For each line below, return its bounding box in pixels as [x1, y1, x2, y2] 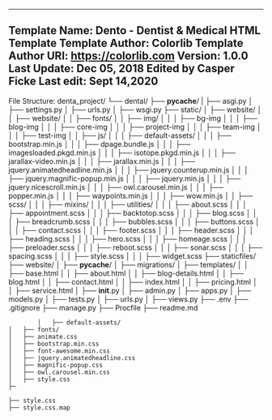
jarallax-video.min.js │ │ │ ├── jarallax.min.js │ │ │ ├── [8, 156, 196, 166]
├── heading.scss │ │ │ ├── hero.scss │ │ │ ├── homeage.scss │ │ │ [8, 234, 247, 243]
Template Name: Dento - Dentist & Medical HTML [8, 24, 261, 37]
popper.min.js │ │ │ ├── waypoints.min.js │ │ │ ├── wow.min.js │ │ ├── [8, 191, 253, 200]
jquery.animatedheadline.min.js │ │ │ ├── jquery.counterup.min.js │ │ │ [8, 165, 249, 174]
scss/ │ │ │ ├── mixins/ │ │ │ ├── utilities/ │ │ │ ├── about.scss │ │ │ [8, 199, 248, 209]
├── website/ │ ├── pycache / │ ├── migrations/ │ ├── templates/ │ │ [8, 259, 249, 269]
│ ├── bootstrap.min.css [8, 340, 100, 348]
